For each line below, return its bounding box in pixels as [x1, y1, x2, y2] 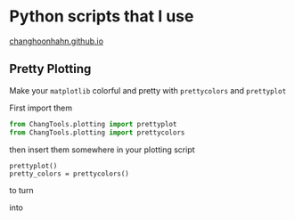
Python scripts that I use [9, 6, 194, 27]
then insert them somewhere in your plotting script [9, 144, 195, 155]
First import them [9, 102, 73, 113]
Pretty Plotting [9, 61, 92, 77]
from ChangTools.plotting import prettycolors [9, 127, 185, 137]
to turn [9, 184, 34, 195]
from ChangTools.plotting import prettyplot [9, 119, 177, 128]
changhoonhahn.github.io [9, 36, 104, 46]
